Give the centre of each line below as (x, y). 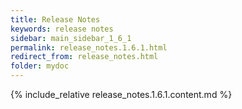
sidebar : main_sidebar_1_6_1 (71, 38)
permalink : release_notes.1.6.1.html (89, 47)
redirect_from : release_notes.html (84, 57)
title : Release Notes (55, 19)
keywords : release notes (62, 29)
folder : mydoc (40, 66)
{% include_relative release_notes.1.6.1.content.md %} (121, 94)
